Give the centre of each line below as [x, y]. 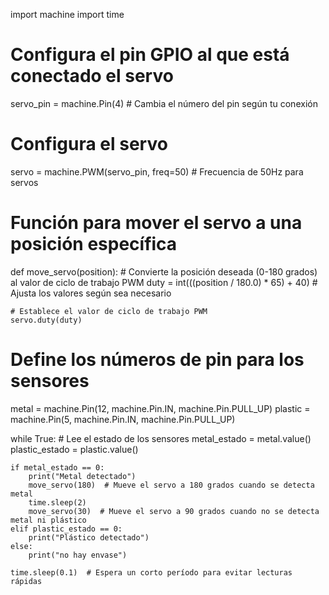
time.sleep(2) [57, 502]
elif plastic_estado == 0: [66, 529]
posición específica [94, 244]
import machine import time [67, 14]
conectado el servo [92, 76]
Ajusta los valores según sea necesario [91, 293]
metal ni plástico [48, 520]
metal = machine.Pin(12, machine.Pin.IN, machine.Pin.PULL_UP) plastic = [160, 408]
